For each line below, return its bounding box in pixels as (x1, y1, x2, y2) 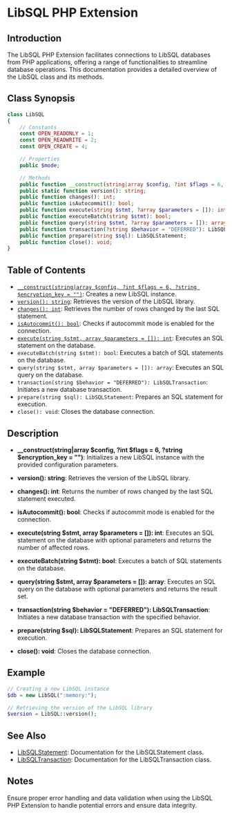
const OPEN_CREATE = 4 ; (19, 143, 88, 150)
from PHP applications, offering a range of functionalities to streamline (7, 58, 208, 66)
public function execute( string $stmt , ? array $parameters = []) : (19, 207, 215, 214)
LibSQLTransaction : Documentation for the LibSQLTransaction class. (17, 755, 212, 764)
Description (7, 427, 59, 439)
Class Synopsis (7, 93, 75, 104)
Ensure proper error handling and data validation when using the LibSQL (7, 793, 213, 802)
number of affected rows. (17, 543, 90, 551)
